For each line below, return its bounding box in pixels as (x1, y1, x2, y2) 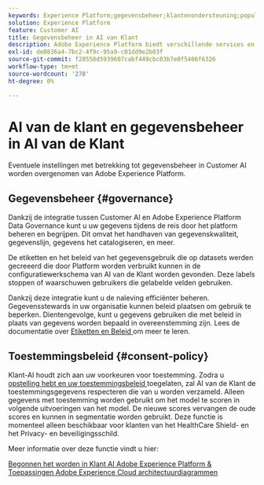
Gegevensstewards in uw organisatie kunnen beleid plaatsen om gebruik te (8, 302, 251, 311)
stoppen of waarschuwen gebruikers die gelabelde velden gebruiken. (8, 278, 233, 288)
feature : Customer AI (8, 26, 79, 34)
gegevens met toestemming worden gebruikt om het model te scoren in (8, 395, 240, 405)
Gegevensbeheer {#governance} (8, 192, 174, 205)
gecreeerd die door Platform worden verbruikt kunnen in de (8, 261, 201, 271)
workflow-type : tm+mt (8, 63, 79, 71)
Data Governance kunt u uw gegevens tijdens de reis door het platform (8, 221, 238, 230)
